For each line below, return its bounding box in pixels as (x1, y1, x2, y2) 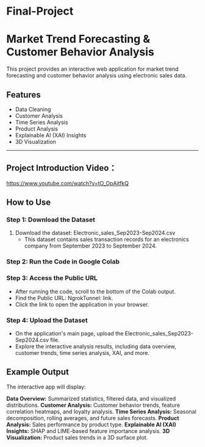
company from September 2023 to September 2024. (24, 242, 157, 249)
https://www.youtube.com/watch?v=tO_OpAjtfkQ (6, 179, 129, 187)
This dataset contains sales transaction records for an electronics (24, 236, 189, 243)
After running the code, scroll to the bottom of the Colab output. (15, 288, 176, 295)
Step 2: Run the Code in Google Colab (6, 257, 120, 266)
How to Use (6, 197, 51, 208)
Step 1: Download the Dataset (6, 215, 96, 224)
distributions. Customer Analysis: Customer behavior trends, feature (6, 401, 180, 409)
